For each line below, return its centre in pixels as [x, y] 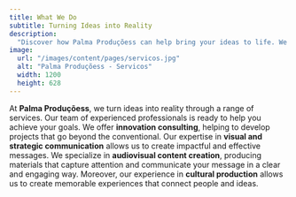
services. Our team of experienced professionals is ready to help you [135, 117]
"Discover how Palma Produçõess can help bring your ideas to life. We [152, 42]
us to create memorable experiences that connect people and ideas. [134, 183]
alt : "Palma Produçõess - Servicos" [85, 67]
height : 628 [39, 83]
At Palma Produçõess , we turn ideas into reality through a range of [132, 108]
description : [33, 34]
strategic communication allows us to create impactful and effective [135, 146]
